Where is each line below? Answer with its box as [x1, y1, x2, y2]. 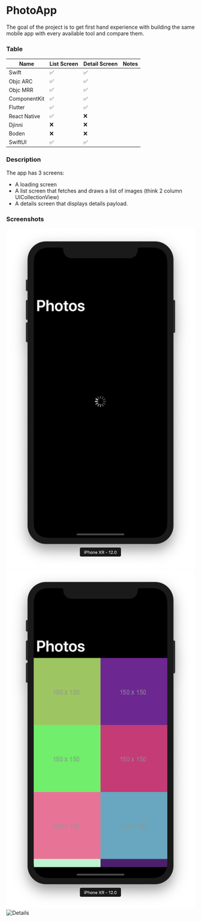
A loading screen [14, 180, 57, 188]
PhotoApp [6, 4, 57, 17]
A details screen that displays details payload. [14, 200, 129, 207]
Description [6, 155, 41, 164]
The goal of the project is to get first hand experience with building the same [6, 23, 195, 31]
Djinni [8, 121, 23, 128]
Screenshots [6, 215, 44, 223]
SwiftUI [8, 138, 27, 146]
